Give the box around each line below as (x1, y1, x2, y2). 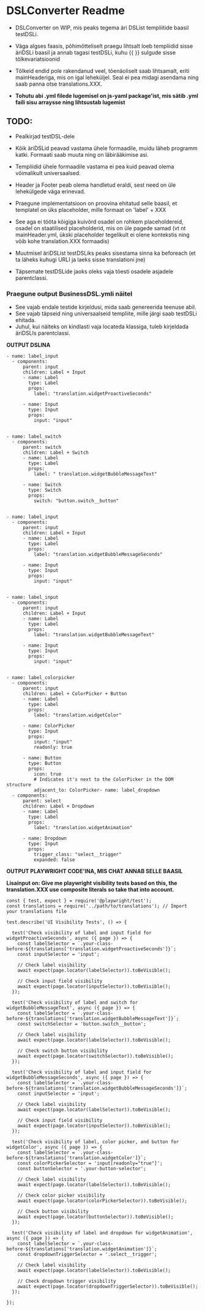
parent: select (22, 798, 62, 804)
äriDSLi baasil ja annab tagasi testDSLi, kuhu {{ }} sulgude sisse (15, 48, 176, 56)
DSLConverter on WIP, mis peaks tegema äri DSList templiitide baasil (15, 24, 189, 31)
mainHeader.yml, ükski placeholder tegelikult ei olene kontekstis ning (15, 231, 190, 238)
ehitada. (15, 317, 36, 324)
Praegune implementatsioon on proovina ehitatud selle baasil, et (15, 200, 177, 207)
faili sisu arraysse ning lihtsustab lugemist (15, 99, 125, 106)
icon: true (33, 771, 62, 778)
